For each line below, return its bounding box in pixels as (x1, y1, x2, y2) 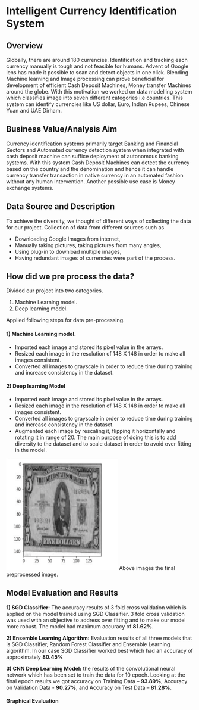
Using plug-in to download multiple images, (14, 248, 122, 255)
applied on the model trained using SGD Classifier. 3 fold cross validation (6, 610, 185, 617)
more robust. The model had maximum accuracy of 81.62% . (6, 622, 154, 630)
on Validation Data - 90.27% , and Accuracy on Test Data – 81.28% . (6, 684, 172, 691)
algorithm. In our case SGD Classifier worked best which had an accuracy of (6, 647, 193, 654)
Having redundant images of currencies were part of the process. (14, 254, 176, 261)
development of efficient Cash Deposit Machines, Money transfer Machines (6, 82, 191, 89)
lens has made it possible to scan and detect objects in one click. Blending (6, 69, 189, 76)
